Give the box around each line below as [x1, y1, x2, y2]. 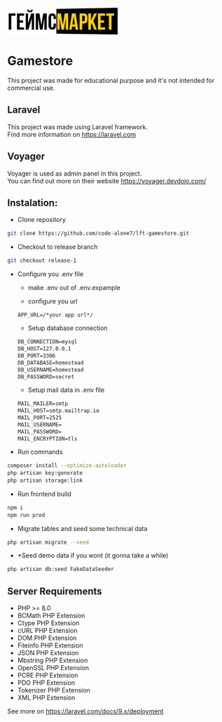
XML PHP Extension [17, 693, 76, 702]
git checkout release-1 [7, 257, 77, 264]
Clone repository [17, 216, 67, 224]
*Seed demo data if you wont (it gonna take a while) [17, 551, 169, 560]
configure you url [27, 297, 78, 306]
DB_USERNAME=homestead [17, 367, 84, 374]
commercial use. [7, 84, 55, 92]
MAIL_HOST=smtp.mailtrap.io [17, 407, 99, 414]
